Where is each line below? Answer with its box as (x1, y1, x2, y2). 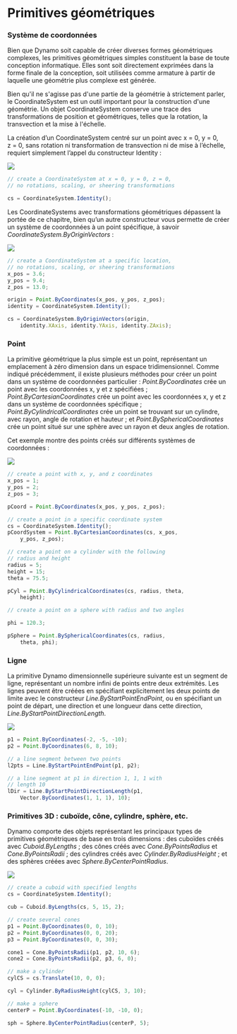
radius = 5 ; (7, 561, 42, 568)
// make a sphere (7, 1000, 59, 1007)
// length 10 (7, 781, 46, 789)
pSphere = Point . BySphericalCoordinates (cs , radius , (7, 633, 166, 640)
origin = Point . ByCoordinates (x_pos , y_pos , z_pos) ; (7, 296, 166, 303)
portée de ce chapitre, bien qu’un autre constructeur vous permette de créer (7, 216, 230, 224)
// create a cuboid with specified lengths (7, 884, 138, 891)
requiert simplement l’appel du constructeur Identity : (7, 148, 162, 157)
